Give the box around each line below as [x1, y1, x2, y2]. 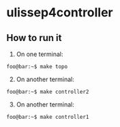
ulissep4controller [6, 5, 113, 20]
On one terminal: [16, 50, 63, 58]
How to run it [6, 32, 62, 44]
